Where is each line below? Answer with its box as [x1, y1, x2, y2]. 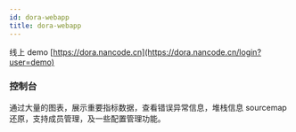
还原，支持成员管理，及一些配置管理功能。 [9, 113, 166, 124]
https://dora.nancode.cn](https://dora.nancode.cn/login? [53, 46, 261, 58]
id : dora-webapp [9, 12, 70, 22]
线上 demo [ [9, 46, 53, 58]
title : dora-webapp [9, 21, 82, 30]
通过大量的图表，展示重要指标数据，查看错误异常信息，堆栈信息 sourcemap [9, 102, 287, 113]
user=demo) [9, 57, 55, 67]
